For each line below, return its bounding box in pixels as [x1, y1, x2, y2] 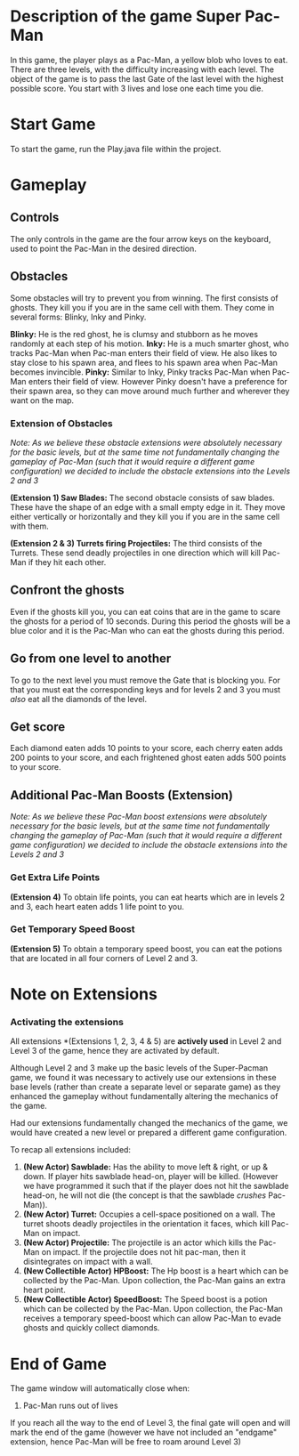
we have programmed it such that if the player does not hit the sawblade [22, 1181, 289, 1192]
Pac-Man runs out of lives [22, 1400, 118, 1412]
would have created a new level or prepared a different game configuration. [10, 1128, 287, 1138]
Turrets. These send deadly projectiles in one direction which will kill [10, 547, 261, 558]
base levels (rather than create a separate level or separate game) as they [10, 1081, 281, 1092]
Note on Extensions [10, 984, 158, 1005]
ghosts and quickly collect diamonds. [22, 1323, 160, 1333]
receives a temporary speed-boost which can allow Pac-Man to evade [22, 1313, 281, 1323]
